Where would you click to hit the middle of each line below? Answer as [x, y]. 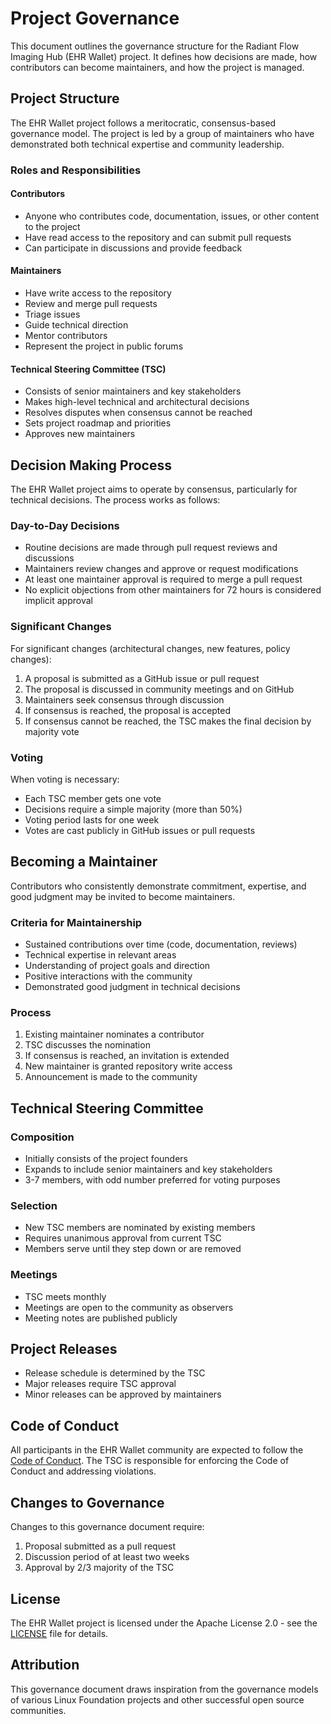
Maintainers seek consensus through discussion [124, 699]
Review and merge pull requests [91, 304]
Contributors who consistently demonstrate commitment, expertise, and [158, 886]
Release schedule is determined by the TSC [115, 1373]
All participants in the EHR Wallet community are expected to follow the [157, 1450]
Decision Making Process [91, 465]
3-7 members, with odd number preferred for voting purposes [152, 1180]
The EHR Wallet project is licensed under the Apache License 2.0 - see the [164, 1623]
